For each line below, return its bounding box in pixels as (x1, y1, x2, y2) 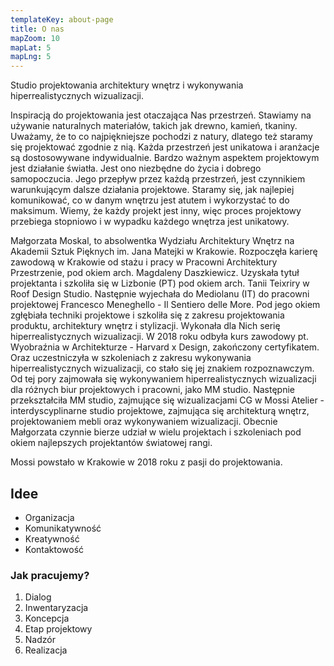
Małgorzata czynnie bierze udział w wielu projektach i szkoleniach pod (10, 426, 302, 438)
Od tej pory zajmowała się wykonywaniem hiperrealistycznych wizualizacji (10, 373, 317, 385)
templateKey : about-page (10, 14, 114, 25)
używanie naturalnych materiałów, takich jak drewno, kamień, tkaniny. (10, 120, 298, 132)
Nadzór (24, 634, 56, 646)
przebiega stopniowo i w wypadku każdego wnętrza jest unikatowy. (10, 216, 290, 228)
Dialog (24, 591, 52, 603)
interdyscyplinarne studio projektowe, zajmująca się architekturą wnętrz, (10, 405, 310, 417)
